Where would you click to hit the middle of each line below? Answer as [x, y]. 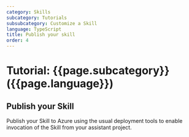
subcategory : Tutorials [37, 18]
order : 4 [17, 40]
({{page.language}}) [60, 84]
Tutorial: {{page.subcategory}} [88, 71]
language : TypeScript [34, 29]
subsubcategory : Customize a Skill [52, 23]
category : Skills [29, 12]
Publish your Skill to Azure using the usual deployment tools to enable [94, 121]
